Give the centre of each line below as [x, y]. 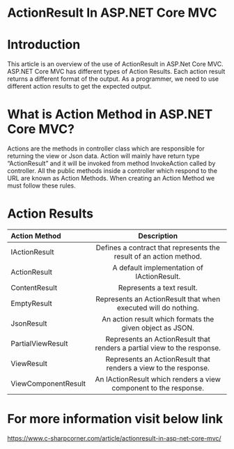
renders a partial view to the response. [158, 348]
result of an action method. [158, 256]
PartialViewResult [39, 343]
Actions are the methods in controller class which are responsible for [106, 149]
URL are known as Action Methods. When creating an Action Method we [111, 178]
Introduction [44, 45]
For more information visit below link [115, 419]
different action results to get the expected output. [79, 86]
